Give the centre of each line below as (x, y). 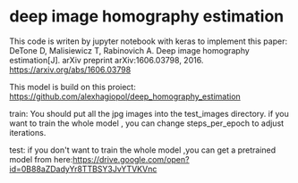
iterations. (28, 132)
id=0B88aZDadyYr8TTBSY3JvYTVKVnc (83, 169)
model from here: (41, 159)
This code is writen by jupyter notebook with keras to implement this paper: (149, 41)
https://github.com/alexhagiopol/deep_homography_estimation (125, 96)
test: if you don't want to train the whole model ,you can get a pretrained (143, 150)
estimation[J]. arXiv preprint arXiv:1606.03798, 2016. (106, 60)
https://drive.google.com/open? (131, 159)
